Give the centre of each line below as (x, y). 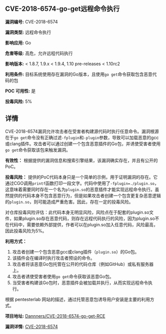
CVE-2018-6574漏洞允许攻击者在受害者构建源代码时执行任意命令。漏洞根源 (82, 131)
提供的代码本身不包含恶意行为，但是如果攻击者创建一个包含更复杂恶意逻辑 (85, 195)
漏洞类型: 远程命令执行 (28, 32)
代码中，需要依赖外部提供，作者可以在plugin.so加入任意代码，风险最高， (83, 224)
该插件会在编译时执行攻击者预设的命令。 (53, 258)
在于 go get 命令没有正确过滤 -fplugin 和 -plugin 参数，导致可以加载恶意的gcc (82, 137)
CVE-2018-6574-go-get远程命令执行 (62, 9)
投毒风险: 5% (19, 101)
